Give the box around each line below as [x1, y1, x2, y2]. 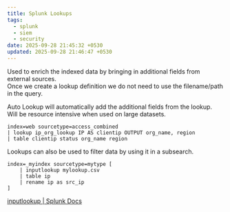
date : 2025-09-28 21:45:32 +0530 [7, 42, 103, 49]
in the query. [7, 89, 43, 97]
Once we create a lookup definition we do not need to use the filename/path [7, 82, 224, 90]
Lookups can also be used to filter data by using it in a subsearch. [7, 147, 194, 156]
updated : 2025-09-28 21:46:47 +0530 [7, 49, 112, 56]
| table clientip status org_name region [7, 135, 128, 142]
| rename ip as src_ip [19, 178, 85, 186]
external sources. [7, 74, 57, 83]
